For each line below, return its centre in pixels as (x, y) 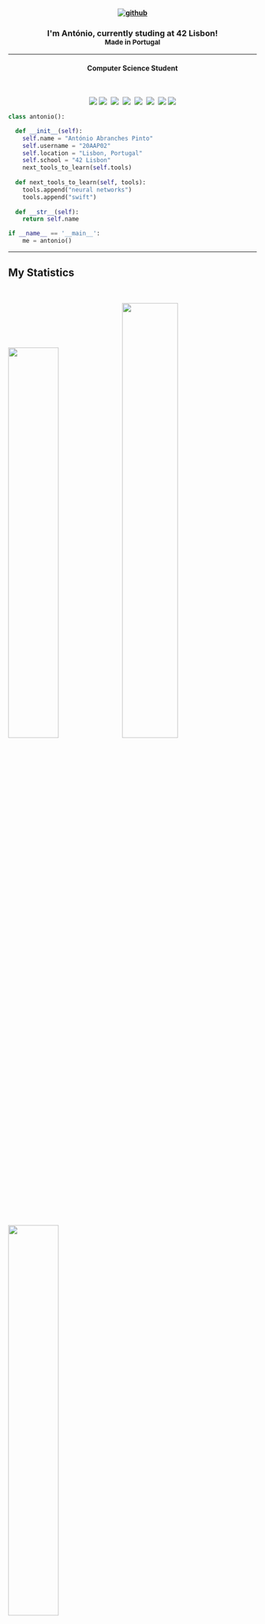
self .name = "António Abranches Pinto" (88, 138)
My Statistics (41, 273)
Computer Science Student (132, 68)
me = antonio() (47, 241)
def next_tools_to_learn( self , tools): (81, 183)
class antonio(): (37, 117)
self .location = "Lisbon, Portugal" (83, 153)
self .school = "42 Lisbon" (67, 161)
